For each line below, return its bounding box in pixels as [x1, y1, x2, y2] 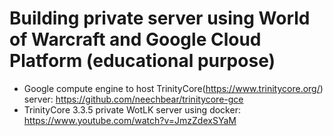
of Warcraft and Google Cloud [9, 28, 262, 51]
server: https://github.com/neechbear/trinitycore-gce [23, 93, 244, 105]
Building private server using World [9, 7, 311, 30]
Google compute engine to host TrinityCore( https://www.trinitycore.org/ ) [23, 82, 324, 94]
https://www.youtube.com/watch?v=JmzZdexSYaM [23, 114, 237, 126]
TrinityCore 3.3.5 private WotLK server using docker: [23, 103, 241, 116]
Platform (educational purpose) [9, 50, 276, 72]
